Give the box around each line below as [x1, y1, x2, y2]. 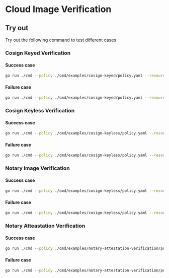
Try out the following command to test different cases [5, 37, 117, 43]
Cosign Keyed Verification [5, 49, 71, 56]
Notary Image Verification [5, 165, 70, 172]
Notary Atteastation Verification [5, 223, 86, 230]
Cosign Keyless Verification [5, 107, 75, 114]
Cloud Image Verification [5, 4, 112, 15]
